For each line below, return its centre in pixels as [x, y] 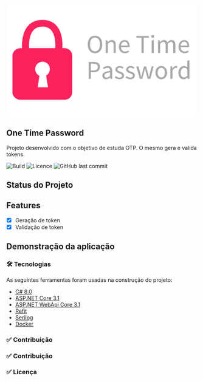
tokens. [16, 154]
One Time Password [45, 133]
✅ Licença [22, 372]
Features [23, 206]
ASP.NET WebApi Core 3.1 [48, 304]
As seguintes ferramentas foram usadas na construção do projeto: [89, 280]
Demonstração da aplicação [60, 247]
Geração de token [38, 220]
